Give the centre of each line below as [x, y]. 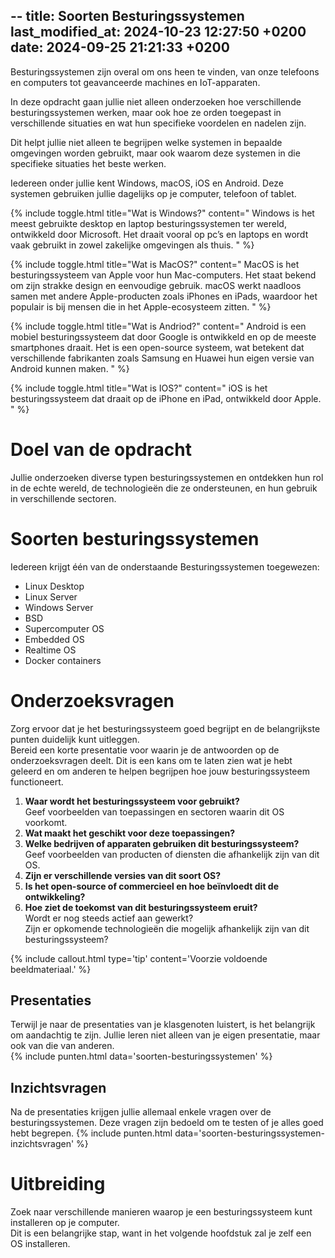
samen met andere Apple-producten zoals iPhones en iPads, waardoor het [164, 296]
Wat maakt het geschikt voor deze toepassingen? [130, 833]
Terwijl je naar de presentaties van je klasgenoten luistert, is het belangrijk [163, 1025]
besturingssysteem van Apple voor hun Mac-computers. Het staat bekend [163, 275]
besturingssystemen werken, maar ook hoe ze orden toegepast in [146, 112]
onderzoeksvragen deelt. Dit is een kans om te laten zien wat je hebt [151, 760]
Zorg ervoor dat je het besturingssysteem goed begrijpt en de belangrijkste [165, 728]
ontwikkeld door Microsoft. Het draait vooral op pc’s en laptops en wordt [159, 234]
